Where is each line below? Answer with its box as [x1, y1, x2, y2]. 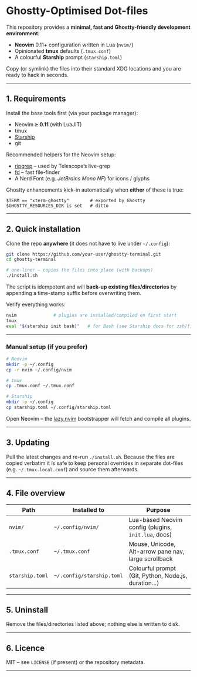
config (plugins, [128, 523, 172, 531]
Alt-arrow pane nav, [128, 547, 185, 555]
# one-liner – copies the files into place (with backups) [6, 267, 154, 273]
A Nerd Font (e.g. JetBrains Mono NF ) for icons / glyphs [14, 175, 150, 182]
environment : [6, 29, 40, 36]
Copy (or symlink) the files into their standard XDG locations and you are [6, 65, 181, 72]
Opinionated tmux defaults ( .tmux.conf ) [14, 47, 111, 54]
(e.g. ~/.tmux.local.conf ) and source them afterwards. [6, 465, 139, 472]
